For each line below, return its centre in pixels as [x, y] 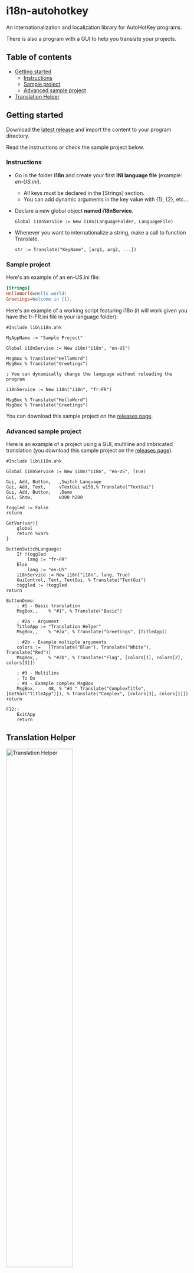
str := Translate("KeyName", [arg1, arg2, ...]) [75, 249]
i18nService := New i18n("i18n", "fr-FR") [59, 389]
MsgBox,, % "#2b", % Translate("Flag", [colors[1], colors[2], [100, 658]
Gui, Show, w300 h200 [45, 497]
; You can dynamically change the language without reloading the [89, 374]
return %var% [33, 534]
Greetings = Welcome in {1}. [39, 299]
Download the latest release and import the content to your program [89, 129]
